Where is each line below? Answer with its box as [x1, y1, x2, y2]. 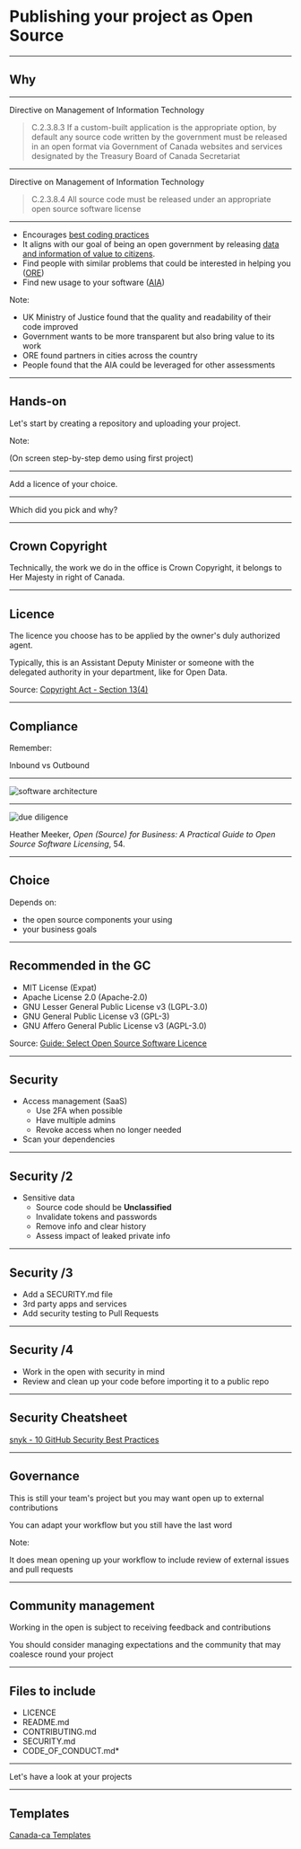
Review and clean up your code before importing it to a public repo [21, 1376, 270, 1386]
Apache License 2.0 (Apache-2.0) [21, 991, 148, 1003]
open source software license [30, 203, 142, 214]
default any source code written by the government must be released [30, 131, 288, 142]
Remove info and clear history [35, 1221, 147, 1232]
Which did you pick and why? [9, 504, 118, 515]
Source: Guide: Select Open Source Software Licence [9, 1038, 208, 1048]
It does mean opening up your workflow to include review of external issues [9, 1554, 289, 1565]
